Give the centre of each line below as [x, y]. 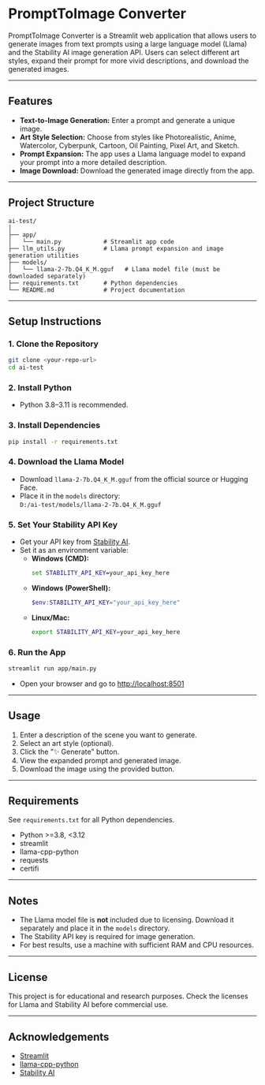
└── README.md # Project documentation [97, 290]
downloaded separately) [47, 276]
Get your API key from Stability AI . [75, 542]
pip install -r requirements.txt [63, 442]
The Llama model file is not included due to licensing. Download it [127, 920]
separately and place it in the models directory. [95, 928]
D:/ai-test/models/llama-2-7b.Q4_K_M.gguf [90, 505]
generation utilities [44, 255]
